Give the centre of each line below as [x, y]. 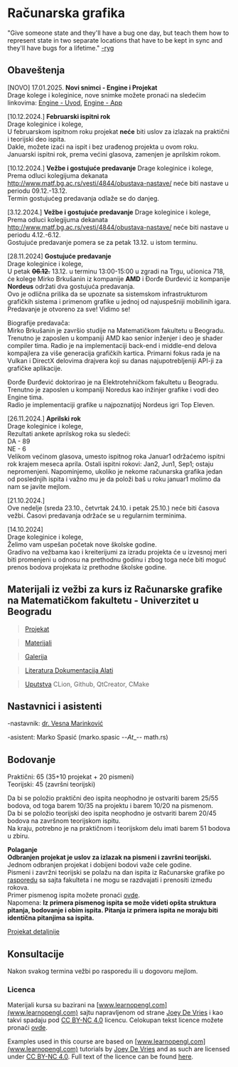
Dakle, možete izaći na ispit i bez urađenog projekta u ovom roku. [103, 147]
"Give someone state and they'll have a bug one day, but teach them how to [118, 33]
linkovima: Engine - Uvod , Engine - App [65, 103]
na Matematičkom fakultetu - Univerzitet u [103, 600]
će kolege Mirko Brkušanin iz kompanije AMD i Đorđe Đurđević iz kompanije [119, 278]
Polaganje [22, 850]
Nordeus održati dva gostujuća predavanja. [71, 286]
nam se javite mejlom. [39, 486]
